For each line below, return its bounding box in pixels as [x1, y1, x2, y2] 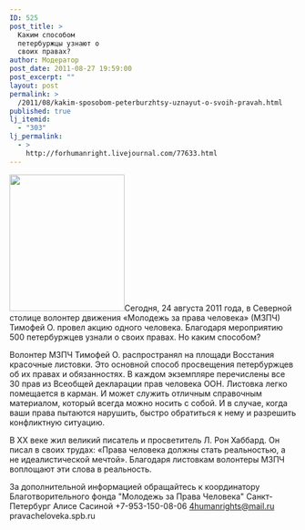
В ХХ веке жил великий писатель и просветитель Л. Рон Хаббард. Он [9, 434, 280, 445]
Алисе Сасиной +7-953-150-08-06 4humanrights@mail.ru [53, 500, 275, 511]
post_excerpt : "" [9, 73, 76, 82]
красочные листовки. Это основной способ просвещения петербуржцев [9, 359, 294, 370]
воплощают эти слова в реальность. [9, 464, 152, 474]
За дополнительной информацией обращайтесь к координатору [9, 481, 260, 492]
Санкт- [246, 491, 273, 502]
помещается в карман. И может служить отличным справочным [9, 388, 262, 399]
